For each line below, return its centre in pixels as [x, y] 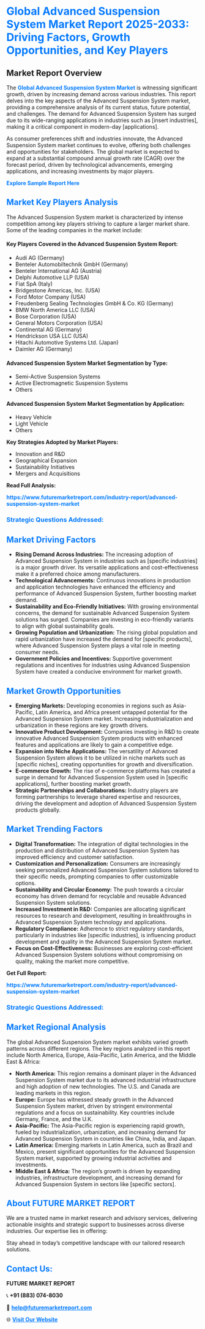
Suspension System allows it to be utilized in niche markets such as [100, 758]
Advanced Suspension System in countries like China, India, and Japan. [106, 1138]
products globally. [38, 810]
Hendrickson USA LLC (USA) [52, 336]
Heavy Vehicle [33, 417]
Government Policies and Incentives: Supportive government [94, 659]
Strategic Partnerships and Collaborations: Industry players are [97, 790]
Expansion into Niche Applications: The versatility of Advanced [96, 751]
